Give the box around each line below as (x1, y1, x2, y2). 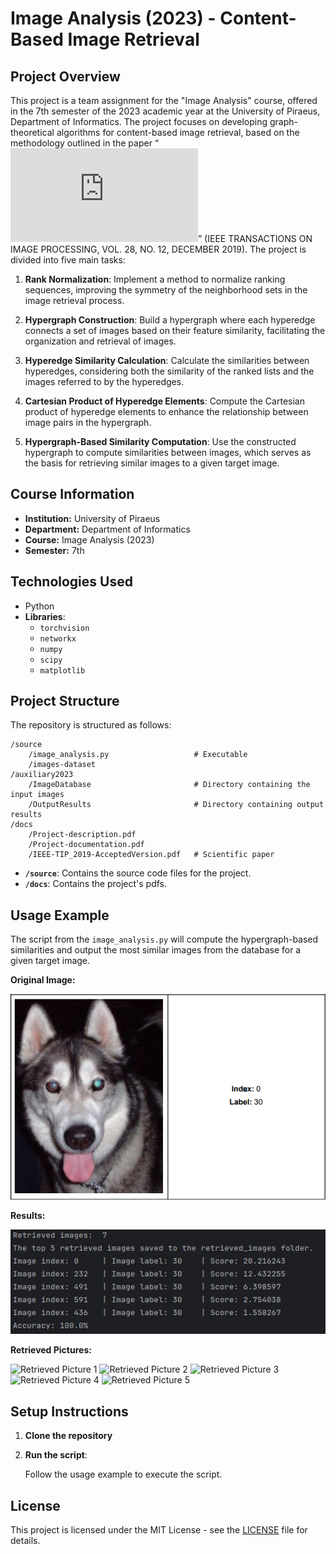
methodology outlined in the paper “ (10, 137, 160, 149)
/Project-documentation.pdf (28, 840, 145, 850)
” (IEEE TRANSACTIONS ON (198, 233, 313, 244)
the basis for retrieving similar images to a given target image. (24, 457, 280, 469)
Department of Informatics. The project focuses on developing (10, 116, 268, 127)
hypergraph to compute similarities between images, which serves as (24, 447, 312, 458)
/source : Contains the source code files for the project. (24, 867, 252, 879)
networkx (39, 633, 77, 644)
